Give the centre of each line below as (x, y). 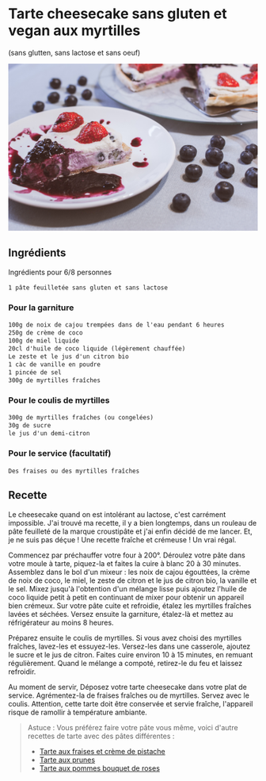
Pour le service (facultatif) (60, 454)
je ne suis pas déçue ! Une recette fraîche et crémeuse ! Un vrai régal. (122, 539)
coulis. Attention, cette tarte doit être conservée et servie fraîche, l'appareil (131, 703)
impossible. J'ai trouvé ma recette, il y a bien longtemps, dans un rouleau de (133, 523)
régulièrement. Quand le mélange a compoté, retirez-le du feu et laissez (125, 663)
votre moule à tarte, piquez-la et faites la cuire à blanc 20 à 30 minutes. (125, 563)
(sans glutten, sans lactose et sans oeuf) (74, 52)
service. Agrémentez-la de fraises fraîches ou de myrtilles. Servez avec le (129, 695)
